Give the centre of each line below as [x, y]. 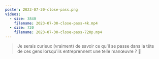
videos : [13, 14]
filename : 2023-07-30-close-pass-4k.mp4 [56, 23]
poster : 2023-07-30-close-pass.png [42, 10]
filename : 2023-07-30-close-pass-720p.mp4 [58, 32]
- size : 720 [22, 28]
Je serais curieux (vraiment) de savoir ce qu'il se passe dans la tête [85, 46]
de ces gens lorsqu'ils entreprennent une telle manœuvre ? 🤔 [79, 51]
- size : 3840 [23, 19]
